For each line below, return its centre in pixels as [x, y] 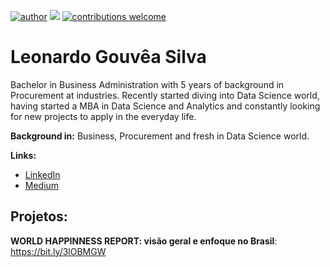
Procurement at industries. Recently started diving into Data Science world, [165, 95]
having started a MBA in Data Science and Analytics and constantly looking [165, 106]
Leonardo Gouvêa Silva [108, 57]
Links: [23, 155]
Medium [42, 185]
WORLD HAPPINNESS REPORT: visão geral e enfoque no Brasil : [144, 241]
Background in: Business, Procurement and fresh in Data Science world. [160, 136]
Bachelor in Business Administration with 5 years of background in [147, 84]
